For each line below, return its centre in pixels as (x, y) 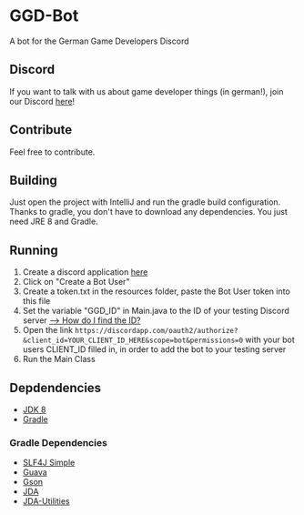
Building (33, 180)
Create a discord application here (85, 272)
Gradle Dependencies (58, 442)
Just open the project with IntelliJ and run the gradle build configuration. (145, 202)
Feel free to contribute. (52, 152)
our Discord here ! (42, 101)
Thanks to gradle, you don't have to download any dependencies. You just (149, 212)
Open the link (48, 330)
